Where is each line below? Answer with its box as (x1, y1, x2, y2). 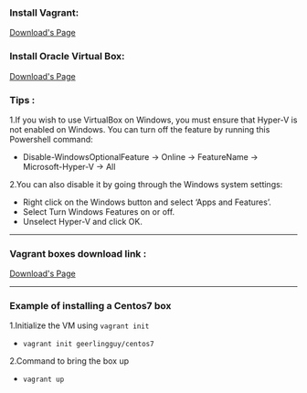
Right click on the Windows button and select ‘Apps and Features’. (22, 196, 271, 207)
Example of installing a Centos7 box (9, 300, 172, 313)
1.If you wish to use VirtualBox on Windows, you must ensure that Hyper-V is (9, 114, 298, 125)
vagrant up (22, 375, 65, 385)
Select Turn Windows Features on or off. (22, 206, 175, 217)
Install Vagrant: (9, 6, 79, 19)
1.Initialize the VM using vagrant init (9, 320, 150, 331)
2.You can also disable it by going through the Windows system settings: (9, 178, 283, 189)
